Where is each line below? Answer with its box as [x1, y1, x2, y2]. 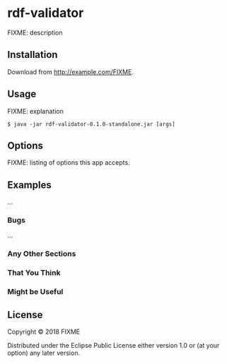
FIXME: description [7, 28, 63, 37]
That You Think [7, 268, 61, 278]
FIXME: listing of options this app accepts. [7, 158, 130, 167]
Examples [7, 179, 52, 191]
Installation [7, 49, 58, 61]
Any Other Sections [7, 249, 76, 259]
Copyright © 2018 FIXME [7, 327, 81, 336]
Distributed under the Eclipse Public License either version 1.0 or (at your [7, 341, 220, 350]
